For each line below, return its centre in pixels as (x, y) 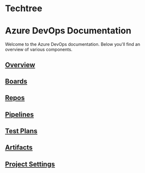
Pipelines (20, 114)
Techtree (24, 9)
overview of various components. (39, 50)
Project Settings (30, 164)
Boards (16, 81)
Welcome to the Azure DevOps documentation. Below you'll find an (73, 44)
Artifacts (19, 147)
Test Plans (21, 131)
